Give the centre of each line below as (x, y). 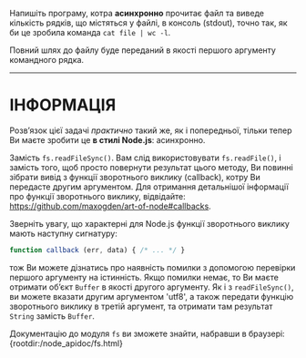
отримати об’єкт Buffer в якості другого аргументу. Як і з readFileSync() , (152, 287)
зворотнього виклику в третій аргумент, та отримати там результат (141, 306)
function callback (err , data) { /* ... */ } (97, 250)
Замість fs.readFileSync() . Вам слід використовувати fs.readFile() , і (145, 158)
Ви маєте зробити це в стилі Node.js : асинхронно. (107, 139)
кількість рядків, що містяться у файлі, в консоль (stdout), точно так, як (149, 23)
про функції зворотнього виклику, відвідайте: (98, 196)
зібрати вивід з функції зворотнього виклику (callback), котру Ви (135, 177)
